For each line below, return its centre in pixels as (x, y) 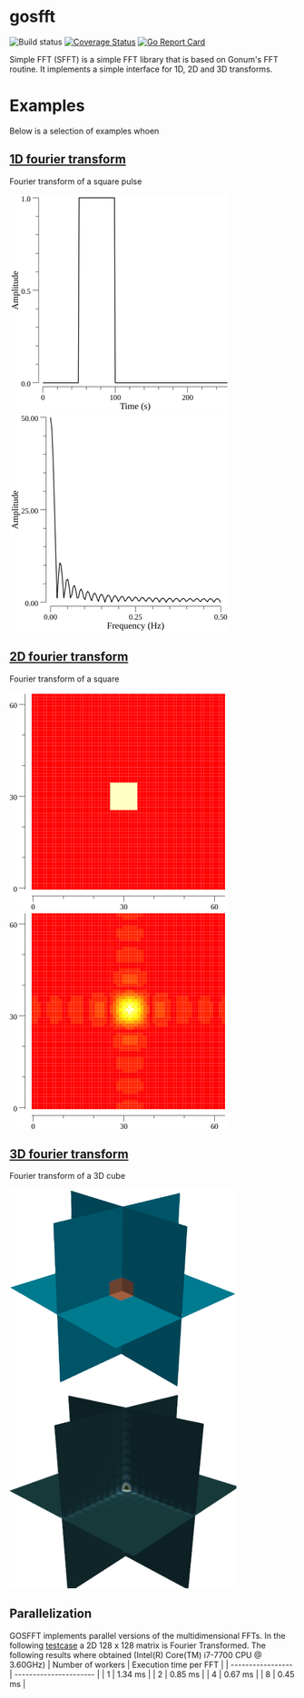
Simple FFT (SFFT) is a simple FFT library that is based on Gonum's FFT (144, 59)
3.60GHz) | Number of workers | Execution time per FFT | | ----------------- (151, 1664)
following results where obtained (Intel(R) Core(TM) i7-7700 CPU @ (136, 1654)
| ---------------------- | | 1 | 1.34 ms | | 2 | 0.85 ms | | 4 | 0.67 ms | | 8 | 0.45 (152, 1674)
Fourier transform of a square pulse (76, 181)
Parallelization (51, 1614)
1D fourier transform (68, 159)
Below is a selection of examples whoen (84, 131)
